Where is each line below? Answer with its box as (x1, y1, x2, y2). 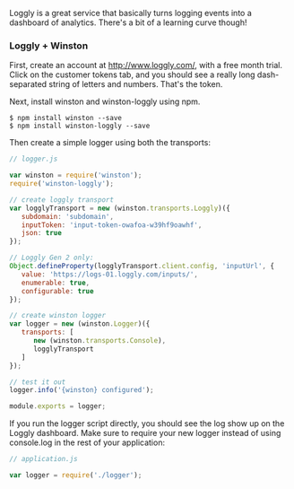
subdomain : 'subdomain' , (21, 212, 115, 221)
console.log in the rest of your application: (9, 437, 166, 448)
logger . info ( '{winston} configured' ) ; (9, 386, 154, 395)
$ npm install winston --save (9, 114, 123, 123)
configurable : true (21, 286, 94, 295)
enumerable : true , (21, 278, 91, 287)
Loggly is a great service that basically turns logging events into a (9, 8, 253, 18)
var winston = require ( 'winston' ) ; (9, 170, 143, 180)
